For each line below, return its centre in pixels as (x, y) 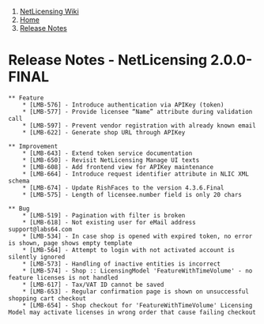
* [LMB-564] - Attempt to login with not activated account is (129, 250)
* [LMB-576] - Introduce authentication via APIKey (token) (123, 105)
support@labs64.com (40, 229)
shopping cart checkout (47, 298)
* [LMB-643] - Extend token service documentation (107, 153)
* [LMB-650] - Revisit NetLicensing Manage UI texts (111, 160)
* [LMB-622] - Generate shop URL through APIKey (104, 132)
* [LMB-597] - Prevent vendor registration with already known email (140, 126)
